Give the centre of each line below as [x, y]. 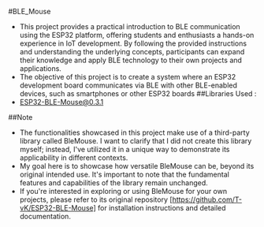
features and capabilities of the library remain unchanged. [114, 183]
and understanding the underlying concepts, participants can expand [132, 52]
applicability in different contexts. [74, 158]
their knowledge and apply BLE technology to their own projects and [131, 60]
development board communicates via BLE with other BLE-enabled [128, 85]
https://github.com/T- [207, 199]
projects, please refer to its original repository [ [96, 199]
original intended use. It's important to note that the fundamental [125, 174]
